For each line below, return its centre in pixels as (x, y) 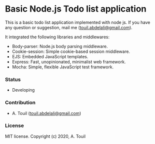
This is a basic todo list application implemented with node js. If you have (78, 22)
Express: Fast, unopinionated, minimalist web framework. (69, 62)
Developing (23, 90)
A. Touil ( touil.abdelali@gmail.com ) (46, 113)
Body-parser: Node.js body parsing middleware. (60, 46)
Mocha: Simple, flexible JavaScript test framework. (63, 67)
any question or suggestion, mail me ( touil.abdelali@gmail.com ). (69, 27)
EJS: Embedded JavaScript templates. (50, 56)
